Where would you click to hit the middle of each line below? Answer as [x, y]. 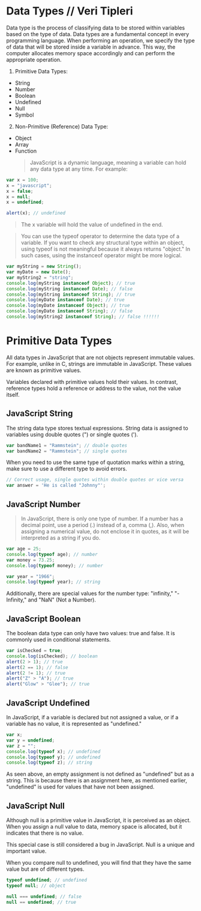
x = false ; [20, 191]
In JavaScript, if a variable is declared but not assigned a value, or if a [92, 717]
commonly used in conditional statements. [58, 640]
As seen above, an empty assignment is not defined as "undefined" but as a [100, 774]
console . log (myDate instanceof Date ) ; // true [65, 300]
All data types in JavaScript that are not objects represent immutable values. [100, 357]
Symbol [24, 115]
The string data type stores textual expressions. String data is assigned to [97, 428]
